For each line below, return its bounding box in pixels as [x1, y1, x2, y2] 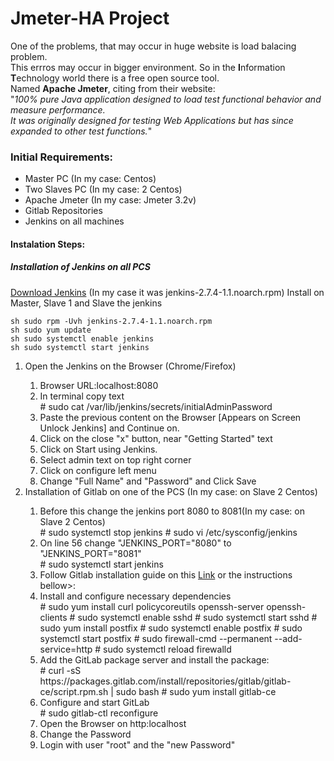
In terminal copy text [39, 390, 125, 402]
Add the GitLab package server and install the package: [39, 653, 270, 666]
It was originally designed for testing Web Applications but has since [10, 114, 294, 126]
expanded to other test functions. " [10, 125, 153, 137]
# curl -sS [39, 664, 82, 676]
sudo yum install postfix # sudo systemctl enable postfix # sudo [39, 622, 303, 634]
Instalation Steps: [10, 238, 86, 250]
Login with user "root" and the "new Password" [39, 738, 236, 751]
